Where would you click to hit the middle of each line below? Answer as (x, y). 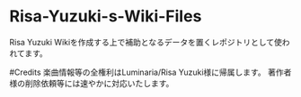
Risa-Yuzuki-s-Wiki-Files (106, 16)
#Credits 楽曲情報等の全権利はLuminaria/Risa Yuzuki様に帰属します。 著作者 (150, 72)
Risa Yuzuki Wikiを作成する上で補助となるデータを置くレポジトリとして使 (146, 42)
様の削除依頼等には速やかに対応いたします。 (92, 83)
